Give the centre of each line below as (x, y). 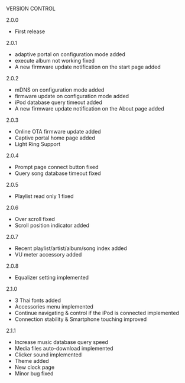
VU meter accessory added (48, 254)
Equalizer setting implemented (52, 277)
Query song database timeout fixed (58, 173)
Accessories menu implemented (54, 306)
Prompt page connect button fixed (56, 167)
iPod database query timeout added (58, 102)
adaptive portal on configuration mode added (70, 54)
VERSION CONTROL (31, 9)
